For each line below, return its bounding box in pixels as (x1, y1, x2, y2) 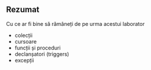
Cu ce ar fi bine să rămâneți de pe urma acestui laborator (6, 20, 145, 27)
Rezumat (6, 5, 40, 15)
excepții (14, 56, 34, 64)
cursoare (14, 38, 37, 45)
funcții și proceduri (14, 44, 61, 51)
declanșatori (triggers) (14, 50, 70, 58)
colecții (14, 32, 33, 39)
